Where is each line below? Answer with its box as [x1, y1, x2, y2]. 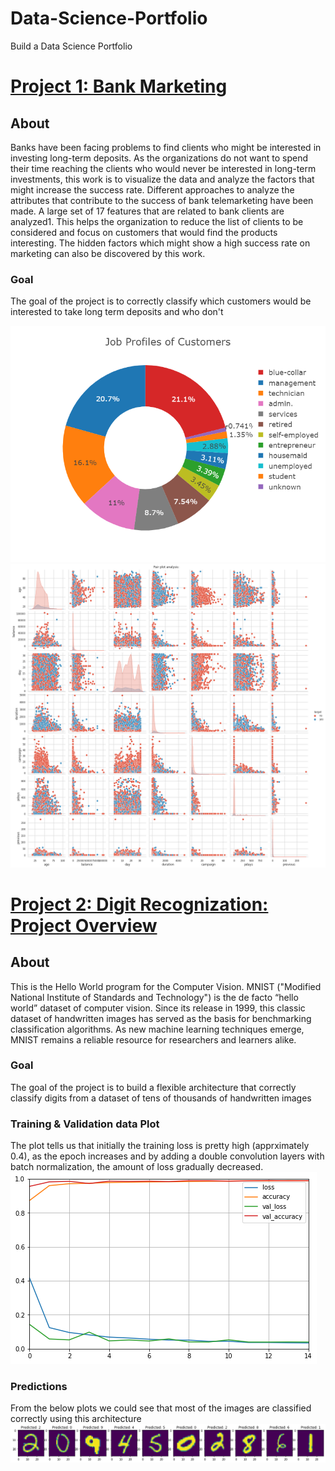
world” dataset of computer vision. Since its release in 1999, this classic [10, 1002, 306, 1014]
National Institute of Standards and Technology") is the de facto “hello [10, 991, 299, 1003]
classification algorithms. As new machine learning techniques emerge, [10, 1023, 305, 1035]
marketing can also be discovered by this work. [10, 247, 206, 259]
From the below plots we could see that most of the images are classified [10, 1402, 312, 1414]
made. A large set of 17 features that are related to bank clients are [10, 205, 285, 217]
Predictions [10, 1380, 68, 1394]
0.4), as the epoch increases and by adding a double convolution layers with [10, 1150, 325, 1162]
